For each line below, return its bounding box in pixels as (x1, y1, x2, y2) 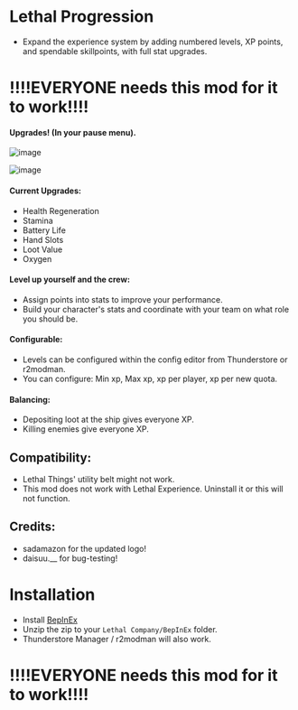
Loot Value (22, 244, 63, 255)
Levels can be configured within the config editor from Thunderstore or (22, 354, 288, 365)
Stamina (22, 215, 54, 226)
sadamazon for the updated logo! (22, 543, 147, 554)
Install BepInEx (22, 614, 79, 625)
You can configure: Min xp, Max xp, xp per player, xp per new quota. (22, 373, 278, 384)
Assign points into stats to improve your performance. (22, 294, 223, 304)
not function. (22, 492, 70, 503)
